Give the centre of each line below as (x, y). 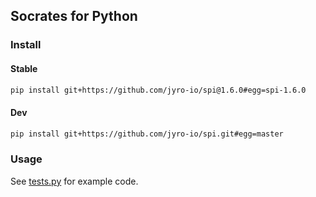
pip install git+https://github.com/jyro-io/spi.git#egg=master (147, 134)
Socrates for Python (74, 16)
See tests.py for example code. (74, 181)
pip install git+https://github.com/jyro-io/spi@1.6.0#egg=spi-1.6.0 (158, 90)
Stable (24, 68)
